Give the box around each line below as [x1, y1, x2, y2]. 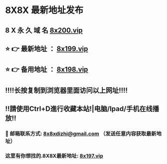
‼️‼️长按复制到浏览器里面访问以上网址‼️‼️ [5, 86, 128, 94]
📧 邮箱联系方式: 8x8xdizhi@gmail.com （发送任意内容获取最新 [5, 130, 157, 137]
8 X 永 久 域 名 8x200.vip [5, 26, 83, 34]
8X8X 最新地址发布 [5, 4, 84, 16]
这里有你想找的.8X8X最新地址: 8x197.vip [5, 152, 104, 159]
